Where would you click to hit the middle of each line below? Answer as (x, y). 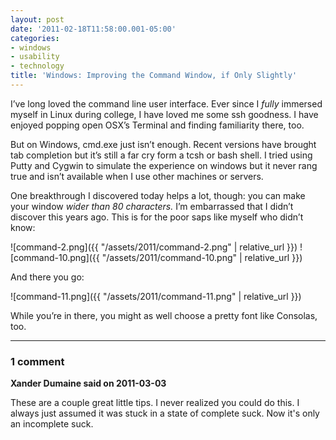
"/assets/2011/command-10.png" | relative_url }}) (202, 257)
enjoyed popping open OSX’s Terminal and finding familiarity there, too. (157, 125)
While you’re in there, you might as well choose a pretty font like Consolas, (164, 315)
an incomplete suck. (52, 424)
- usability (35, 57)
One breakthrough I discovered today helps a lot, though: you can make (158, 195)
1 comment (37, 361)
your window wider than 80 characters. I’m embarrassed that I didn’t (152, 206)
